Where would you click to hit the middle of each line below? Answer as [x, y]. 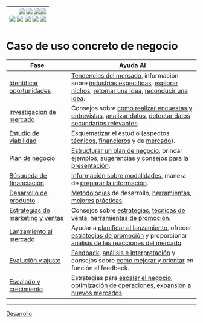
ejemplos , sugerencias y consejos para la [130, 158]
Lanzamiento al [31, 231]
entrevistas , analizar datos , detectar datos [131, 116]
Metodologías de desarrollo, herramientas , [132, 193]
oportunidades [30, 90]
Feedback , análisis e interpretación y [124, 253]
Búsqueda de [28, 175]
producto [22, 201]
